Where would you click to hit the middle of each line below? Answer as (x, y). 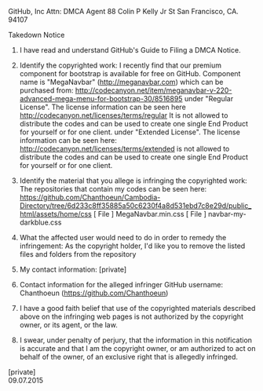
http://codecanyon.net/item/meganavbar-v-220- (153, 90)
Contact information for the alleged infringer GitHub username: (121, 285)
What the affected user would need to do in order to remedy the (123, 238)
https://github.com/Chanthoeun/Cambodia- (90, 197)
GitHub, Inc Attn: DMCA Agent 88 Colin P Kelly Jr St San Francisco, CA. (124, 11)
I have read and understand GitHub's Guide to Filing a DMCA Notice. (130, 50)
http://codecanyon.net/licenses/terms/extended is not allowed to (124, 149)
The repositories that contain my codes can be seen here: (113, 189)
